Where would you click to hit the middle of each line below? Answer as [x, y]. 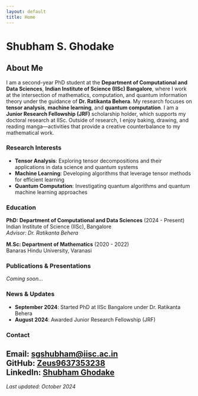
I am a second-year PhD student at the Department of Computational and [97, 82]
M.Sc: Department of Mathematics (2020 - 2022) [68, 244]
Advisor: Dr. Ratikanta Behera [42, 233]
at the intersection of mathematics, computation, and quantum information [97, 95]
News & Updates [30, 294]
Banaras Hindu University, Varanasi [49, 251]
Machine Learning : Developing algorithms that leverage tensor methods [103, 173]
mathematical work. [30, 132]
